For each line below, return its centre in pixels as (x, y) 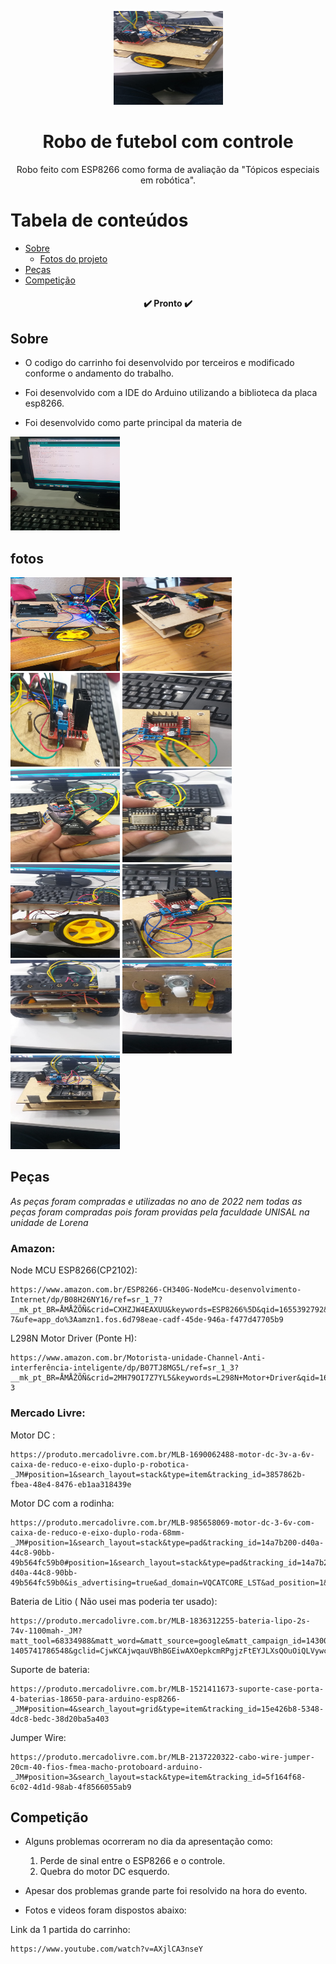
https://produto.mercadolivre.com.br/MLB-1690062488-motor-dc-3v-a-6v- (162, 1454)
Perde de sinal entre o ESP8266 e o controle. (132, 1861)
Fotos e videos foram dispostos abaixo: (105, 1910)
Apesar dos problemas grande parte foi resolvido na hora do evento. (166, 1891)
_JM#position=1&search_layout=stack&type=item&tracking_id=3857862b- (158, 1474)
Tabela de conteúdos (99, 220)
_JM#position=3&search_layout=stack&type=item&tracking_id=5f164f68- (158, 1777)
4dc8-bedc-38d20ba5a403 (60, 1719)
